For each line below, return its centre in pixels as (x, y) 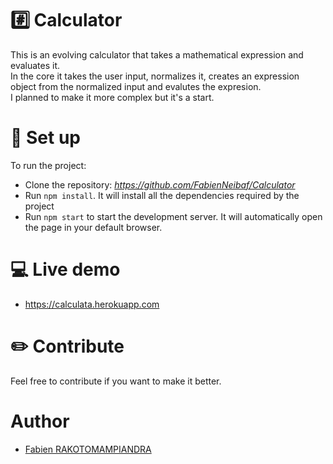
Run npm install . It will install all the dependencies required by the (162, 195)
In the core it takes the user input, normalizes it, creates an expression (155, 76)
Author (40, 421)
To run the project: (48, 165)
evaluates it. (35, 65)
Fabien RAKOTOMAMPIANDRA (88, 449)
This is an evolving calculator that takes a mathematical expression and (157, 54)
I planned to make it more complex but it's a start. (112, 97)
